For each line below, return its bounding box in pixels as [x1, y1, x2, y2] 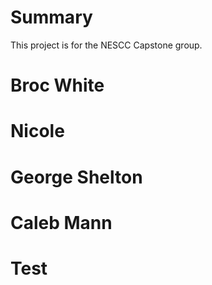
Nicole [10, 120, 65, 143]
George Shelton [10, 166, 143, 188]
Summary [10, 6, 93, 29]
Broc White [10, 74, 105, 97]
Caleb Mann [10, 211, 113, 234]
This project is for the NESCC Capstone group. [10, 39, 203, 51]
